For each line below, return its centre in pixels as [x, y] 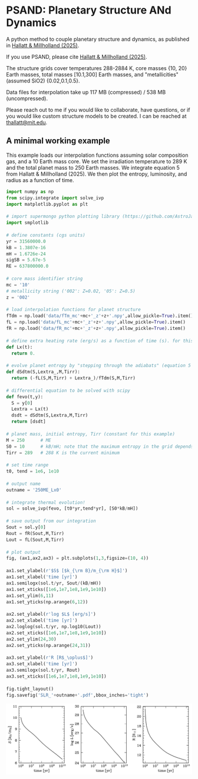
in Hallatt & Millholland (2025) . [43, 45]
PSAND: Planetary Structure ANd [89, 10]
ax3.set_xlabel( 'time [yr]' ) [42, 664]
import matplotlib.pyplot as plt [47, 204]
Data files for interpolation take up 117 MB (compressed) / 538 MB [86, 92]
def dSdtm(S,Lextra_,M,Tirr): [43, 372]
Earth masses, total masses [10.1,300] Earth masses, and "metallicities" [92, 74]
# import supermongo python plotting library [63, 217]
